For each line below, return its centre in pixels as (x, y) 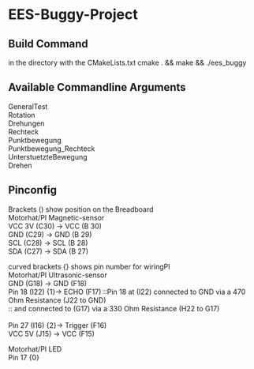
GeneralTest (28, 106)
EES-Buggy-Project (73, 15)
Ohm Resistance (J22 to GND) (57, 300)
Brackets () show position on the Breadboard (81, 209)
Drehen (21, 165)
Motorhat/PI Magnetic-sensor (56, 217)
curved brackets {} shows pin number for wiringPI (90, 266)
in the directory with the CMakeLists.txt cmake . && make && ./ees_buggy (127, 62)
